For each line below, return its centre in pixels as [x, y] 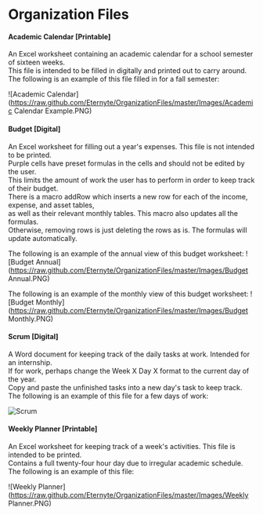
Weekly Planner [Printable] [53, 429]
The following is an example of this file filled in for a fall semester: [114, 79]
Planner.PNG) [30, 503]
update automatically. [43, 238]
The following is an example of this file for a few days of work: [108, 396]
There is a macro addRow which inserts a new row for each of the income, [128, 196]
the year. [22, 379]
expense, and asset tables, [52, 205]
